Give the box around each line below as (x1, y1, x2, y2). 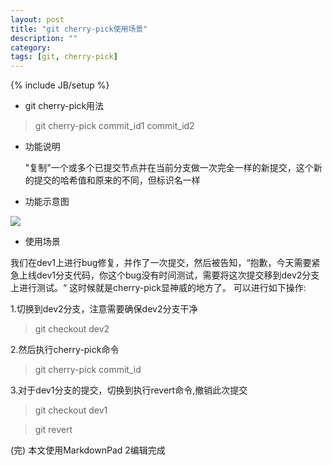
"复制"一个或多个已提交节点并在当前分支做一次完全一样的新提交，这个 (24, 162, 314, 174)
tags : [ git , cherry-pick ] (10, 52, 118, 62)
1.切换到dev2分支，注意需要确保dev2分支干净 (10, 303, 198, 315)
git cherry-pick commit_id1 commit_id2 (34, 120, 195, 132)
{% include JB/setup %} (10, 79, 110, 91)
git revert (34, 424, 73, 436)
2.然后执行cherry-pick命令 (10, 344, 120, 356)
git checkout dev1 (34, 404, 108, 416)
